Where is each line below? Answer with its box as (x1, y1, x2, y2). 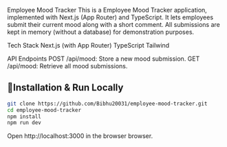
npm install (7, 113, 41, 120)
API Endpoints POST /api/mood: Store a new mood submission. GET (7, 55, 200, 63)
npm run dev (7, 119, 41, 126)
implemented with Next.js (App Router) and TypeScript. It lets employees (7, 13, 214, 21)
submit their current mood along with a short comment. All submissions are (7, 21, 220, 28)
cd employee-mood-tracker (7, 106, 81, 113)
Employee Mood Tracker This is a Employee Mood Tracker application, (7, 6, 208, 14)
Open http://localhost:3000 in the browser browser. (7, 132, 153, 140)
